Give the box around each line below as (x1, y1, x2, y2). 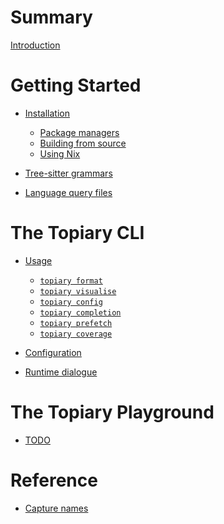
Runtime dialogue (24, 366, 98, 378)
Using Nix (39, 147, 81, 160)
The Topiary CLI (10, 222, 145, 245)
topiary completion (39, 307, 122, 318)
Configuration (24, 346, 82, 358)
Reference (10, 469, 98, 491)
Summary (10, 6, 93, 29)
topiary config (39, 297, 103, 307)
